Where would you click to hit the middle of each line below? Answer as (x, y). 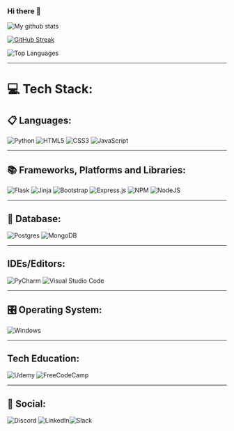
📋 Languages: (39, 120)
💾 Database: (34, 219)
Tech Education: (44, 358)
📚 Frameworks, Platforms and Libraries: (96, 170)
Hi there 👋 (24, 11)
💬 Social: (27, 403)
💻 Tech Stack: (50, 89)
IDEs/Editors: (37, 264)
